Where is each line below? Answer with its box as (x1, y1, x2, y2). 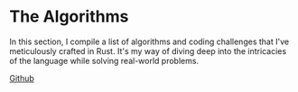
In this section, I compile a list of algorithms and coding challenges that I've (9, 36, 290, 47)
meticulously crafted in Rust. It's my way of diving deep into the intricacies (9, 45, 287, 56)
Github (9, 72, 34, 83)
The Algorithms (9, 6, 129, 27)
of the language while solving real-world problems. (9, 55, 200, 66)
